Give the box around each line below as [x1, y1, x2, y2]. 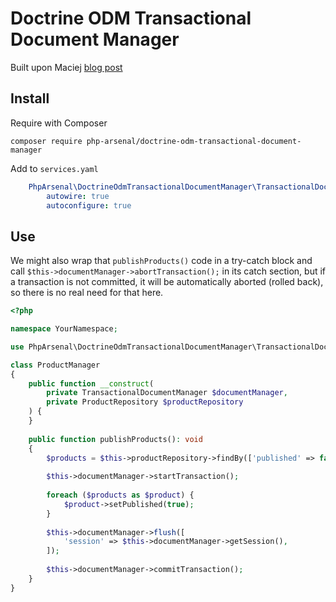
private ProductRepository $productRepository [46, 397, 244, 407]
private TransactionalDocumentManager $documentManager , [46, 388, 288, 398]
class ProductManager [10, 360, 101, 370]
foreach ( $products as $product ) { [46, 490, 195, 501]
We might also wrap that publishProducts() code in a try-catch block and [10, 255, 313, 267]
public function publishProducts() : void [28, 434, 203, 444]
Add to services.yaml [10, 162, 99, 174]
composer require [10, 136, 83, 146]
